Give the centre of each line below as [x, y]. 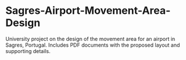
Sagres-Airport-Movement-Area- [88, 11]
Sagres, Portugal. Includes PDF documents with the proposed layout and [93, 45]
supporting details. [28, 51]
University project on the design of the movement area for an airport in [90, 39]
